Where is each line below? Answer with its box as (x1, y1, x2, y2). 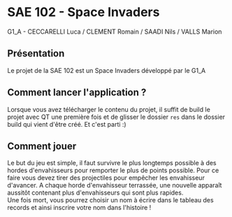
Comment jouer (7, 140, 77, 152)
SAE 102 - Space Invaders (7, 4, 160, 20)
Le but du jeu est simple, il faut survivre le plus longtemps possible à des (7, 159, 217, 167)
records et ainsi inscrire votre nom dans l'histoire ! (7, 204, 152, 212)
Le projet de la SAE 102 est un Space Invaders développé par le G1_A (7, 66, 206, 74)
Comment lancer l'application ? (7, 87, 147, 99)
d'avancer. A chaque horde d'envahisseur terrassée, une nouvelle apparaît (7, 181, 222, 190)
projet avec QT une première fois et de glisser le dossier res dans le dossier (7, 113, 226, 121)
